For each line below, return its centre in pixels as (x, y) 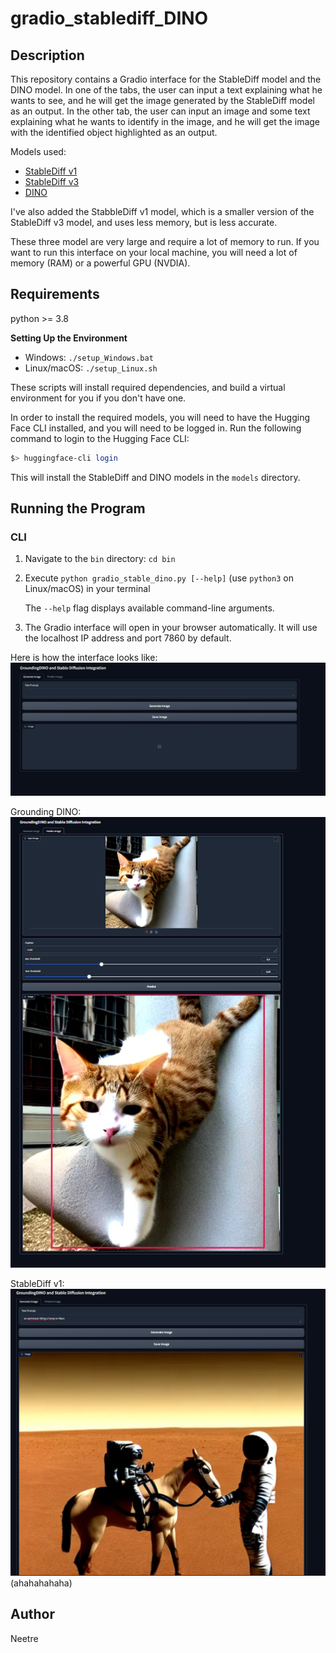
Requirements (55, 294)
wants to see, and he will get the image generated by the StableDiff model (162, 100)
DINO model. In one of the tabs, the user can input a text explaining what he (166, 90)
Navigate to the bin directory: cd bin (100, 559)
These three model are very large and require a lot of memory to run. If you (165, 241)
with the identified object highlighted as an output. (114, 132)
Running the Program (78, 508)
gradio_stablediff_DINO (109, 18)
